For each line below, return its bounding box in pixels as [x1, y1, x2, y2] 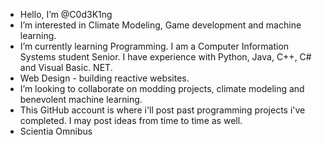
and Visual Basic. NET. [19, 62, 113, 73]
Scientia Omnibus [19, 125, 93, 137]
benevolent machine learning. [19, 94, 143, 105]
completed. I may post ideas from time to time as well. [19, 115, 243, 126]
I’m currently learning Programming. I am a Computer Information [19, 40, 290, 52]
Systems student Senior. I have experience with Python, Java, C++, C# [19, 51, 312, 63]
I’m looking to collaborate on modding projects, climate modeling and [19, 83, 305, 94]
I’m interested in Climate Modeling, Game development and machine [19, 19, 302, 31]
